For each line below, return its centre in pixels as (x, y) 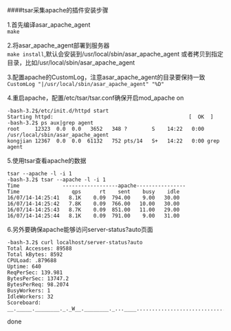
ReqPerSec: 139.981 (35, 273)
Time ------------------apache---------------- (97, 186)
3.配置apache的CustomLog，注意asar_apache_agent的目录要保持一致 (106, 77)
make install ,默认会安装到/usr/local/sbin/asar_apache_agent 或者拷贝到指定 (115, 54)
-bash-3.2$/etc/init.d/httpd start (58, 111)
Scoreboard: (24, 303)
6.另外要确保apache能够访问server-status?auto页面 (80, 229)
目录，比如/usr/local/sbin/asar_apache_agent (71, 63)
